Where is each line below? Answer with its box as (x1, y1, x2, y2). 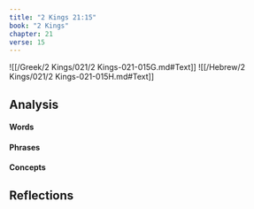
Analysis (9, 97, 59, 112)
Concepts (9, 162, 46, 173)
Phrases (9, 142, 41, 152)
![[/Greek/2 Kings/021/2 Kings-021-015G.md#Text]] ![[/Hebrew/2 (9, 62, 246, 73)
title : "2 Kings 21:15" (9, 12, 97, 22)
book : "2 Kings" (9, 21, 69, 30)
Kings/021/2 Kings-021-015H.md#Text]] (9, 72, 155, 82)
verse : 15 (9, 37, 46, 47)
